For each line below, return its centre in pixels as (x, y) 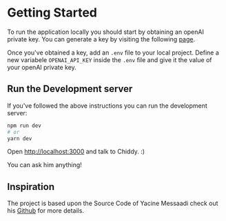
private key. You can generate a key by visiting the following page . (101, 39)
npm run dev (24, 126)
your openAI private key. (42, 67)
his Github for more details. (46, 211)
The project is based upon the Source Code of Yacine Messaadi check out (113, 203)
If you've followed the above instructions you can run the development (107, 106)
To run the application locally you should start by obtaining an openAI (106, 32)
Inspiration (31, 187)
